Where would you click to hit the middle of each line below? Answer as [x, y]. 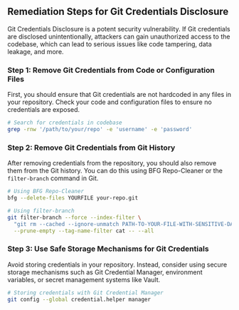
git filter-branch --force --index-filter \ [74, 217]
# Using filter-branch [41, 211]
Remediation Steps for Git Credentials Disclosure [118, 12]
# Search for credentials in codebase [65, 123]
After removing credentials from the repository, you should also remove [112, 163]
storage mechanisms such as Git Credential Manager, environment [105, 272]
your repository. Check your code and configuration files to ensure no [110, 102]
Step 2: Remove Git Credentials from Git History [91, 148]
